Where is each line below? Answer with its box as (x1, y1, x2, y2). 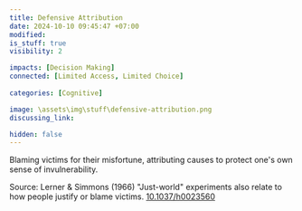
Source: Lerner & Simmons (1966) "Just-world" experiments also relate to (9, 182, 283, 193)
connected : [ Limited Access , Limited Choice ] (9, 72, 184, 82)
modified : (9, 30, 47, 39)
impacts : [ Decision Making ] (9, 63, 116, 72)
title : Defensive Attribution (9, 13, 124, 23)
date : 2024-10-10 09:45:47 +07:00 (9, 22, 140, 31)
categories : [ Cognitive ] (9, 88, 103, 98)
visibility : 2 (9, 47, 63, 56)
